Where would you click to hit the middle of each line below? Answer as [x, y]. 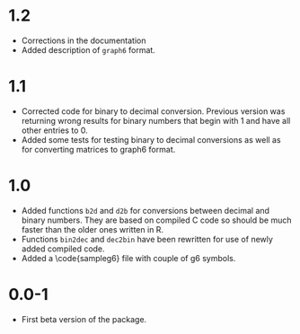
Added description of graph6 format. [88, 49]
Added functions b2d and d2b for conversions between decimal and [146, 210]
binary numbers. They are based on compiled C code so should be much [156, 220]
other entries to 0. [55, 130]
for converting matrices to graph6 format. [98, 149]
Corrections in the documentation [84, 40]
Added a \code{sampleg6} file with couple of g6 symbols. [128, 258]
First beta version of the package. [84, 319]
